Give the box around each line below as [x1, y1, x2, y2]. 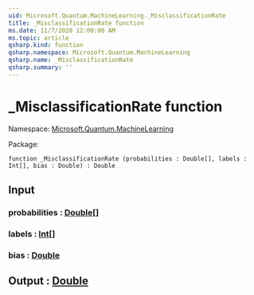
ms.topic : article [8, 33, 69, 42]
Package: [8, 139, 40, 149]
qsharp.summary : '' [8, 64, 73, 72]
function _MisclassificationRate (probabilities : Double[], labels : [8, 154, 248, 163]
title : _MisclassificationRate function [8, 19, 145, 27]
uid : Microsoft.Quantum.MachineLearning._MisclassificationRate [8, 11, 226, 20]
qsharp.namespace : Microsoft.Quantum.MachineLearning [8, 49, 191, 56]
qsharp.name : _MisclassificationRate [8, 56, 134, 64]
